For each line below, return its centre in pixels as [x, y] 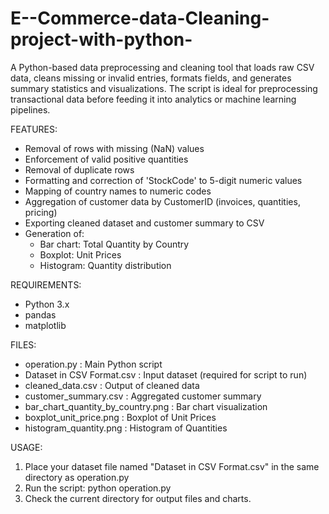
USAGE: [26, 447]
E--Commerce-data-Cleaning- [140, 18]
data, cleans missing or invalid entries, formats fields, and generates [151, 78]
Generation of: [54, 233]
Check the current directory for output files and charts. [138, 498]
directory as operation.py [77, 477]
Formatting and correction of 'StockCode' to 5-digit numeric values [163, 180]
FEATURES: [34, 129]
